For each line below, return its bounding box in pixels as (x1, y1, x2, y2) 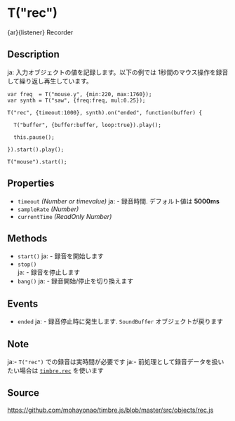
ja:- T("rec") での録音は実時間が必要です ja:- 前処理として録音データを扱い (7, 358, 224, 366)
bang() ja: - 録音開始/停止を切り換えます (17, 277, 134, 286)
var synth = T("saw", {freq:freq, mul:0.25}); (7, 97, 146, 104)
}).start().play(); (7, 146, 65, 153)
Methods (7, 232, 48, 244)
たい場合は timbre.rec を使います (7, 366, 104, 375)
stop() (17, 261, 37, 268)
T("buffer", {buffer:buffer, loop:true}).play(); (13, 121, 161, 128)
